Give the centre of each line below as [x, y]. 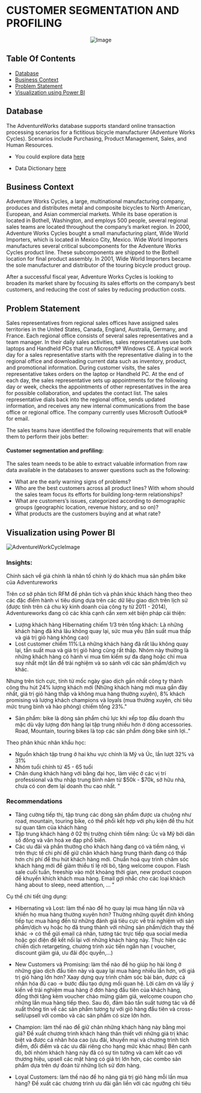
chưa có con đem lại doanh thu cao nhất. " [67, 786]
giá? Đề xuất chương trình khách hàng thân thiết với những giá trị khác [102, 1033]
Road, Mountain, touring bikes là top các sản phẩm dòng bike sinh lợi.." [103, 731]
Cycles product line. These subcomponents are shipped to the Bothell [92, 252]
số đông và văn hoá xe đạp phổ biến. [61, 840]
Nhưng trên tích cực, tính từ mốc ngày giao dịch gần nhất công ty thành [94, 681]
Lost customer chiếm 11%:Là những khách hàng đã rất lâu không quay [102, 644]
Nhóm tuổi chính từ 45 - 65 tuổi [54, 767]
